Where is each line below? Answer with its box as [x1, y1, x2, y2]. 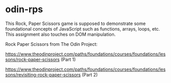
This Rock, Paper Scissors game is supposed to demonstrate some [5, 20, 146, 26]
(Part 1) [61, 56, 76, 62]
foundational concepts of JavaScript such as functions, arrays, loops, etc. [5, 25, 160, 32]
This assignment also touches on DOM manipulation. [5, 31, 116, 37]
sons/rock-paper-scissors [5, 56, 60, 62]
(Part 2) [81, 71, 98, 77]
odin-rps [5, 4, 43, 15]
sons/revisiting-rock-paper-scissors [5, 71, 81, 77]
